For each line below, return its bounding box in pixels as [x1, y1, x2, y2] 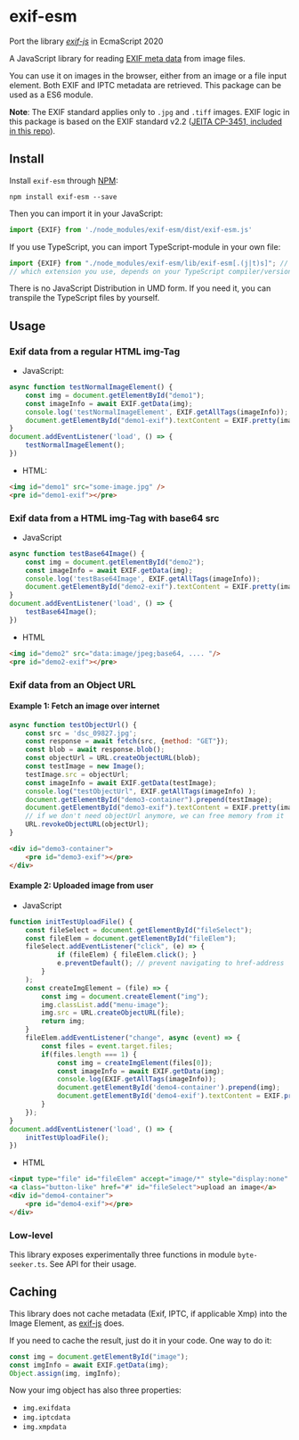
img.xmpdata [21, 1423, 67, 1432]
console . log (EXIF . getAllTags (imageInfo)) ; [56, 1075, 217, 1084]
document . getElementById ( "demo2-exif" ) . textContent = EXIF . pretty [25, 583, 277, 592]
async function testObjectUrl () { [9, 720, 138, 729]
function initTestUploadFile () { [9, 917, 133, 926]
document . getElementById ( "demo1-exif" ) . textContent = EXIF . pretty [25, 416, 277, 425]
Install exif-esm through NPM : [9, 175, 118, 186]
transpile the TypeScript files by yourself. [9, 293, 160, 303]
